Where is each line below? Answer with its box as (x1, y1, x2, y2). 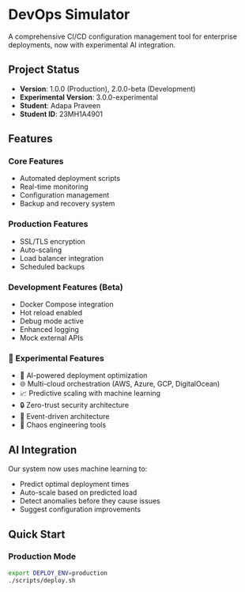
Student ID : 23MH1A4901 (19, 109, 103, 119)
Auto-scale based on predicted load (19, 488, 138, 497)
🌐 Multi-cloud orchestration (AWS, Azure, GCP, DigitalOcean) (19, 379, 220, 389)
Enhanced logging (19, 325, 79, 334)
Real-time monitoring (19, 182, 89, 191)
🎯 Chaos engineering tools (19, 420, 107, 430)
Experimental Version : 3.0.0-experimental (19, 92, 159, 102)
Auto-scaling (19, 245, 62, 255)
